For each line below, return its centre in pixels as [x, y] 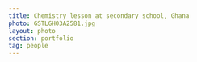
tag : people [28, 46]
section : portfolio [41, 38]
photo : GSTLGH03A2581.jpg [52, 23]
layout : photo [32, 31]
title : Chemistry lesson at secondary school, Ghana [99, 16]
